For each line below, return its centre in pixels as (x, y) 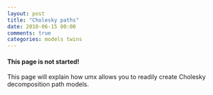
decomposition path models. (48, 85)
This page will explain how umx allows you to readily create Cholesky (106, 77)
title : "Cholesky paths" (43, 20)
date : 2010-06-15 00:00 (42, 26)
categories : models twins (45, 40)
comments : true (29, 33)
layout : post (26, 14)
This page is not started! (44, 61)
